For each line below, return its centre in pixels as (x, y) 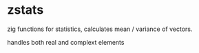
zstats (25, 10)
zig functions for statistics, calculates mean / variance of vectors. (100, 29)
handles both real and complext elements (66, 42)
